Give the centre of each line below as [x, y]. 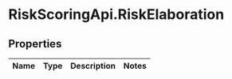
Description [93, 66]
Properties [35, 44]
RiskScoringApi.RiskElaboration [116, 15]
